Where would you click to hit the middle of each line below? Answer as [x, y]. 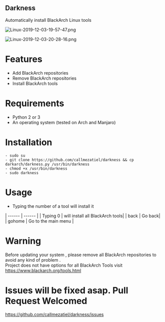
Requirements [35, 103]
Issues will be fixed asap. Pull [67, 290]
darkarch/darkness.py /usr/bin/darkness [48, 164]
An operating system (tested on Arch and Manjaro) [64, 122]
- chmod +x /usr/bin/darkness [36, 168]
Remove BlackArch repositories [44, 78]
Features [24, 59]
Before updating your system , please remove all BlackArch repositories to [81, 255]
